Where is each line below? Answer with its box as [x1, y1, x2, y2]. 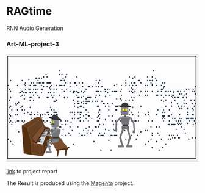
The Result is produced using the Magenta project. [6, 179, 134, 187]
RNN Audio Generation [6, 24, 64, 32]
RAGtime [6, 4, 52, 18]
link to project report [6, 167, 58, 175]
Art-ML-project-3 [6, 40, 60, 48]
